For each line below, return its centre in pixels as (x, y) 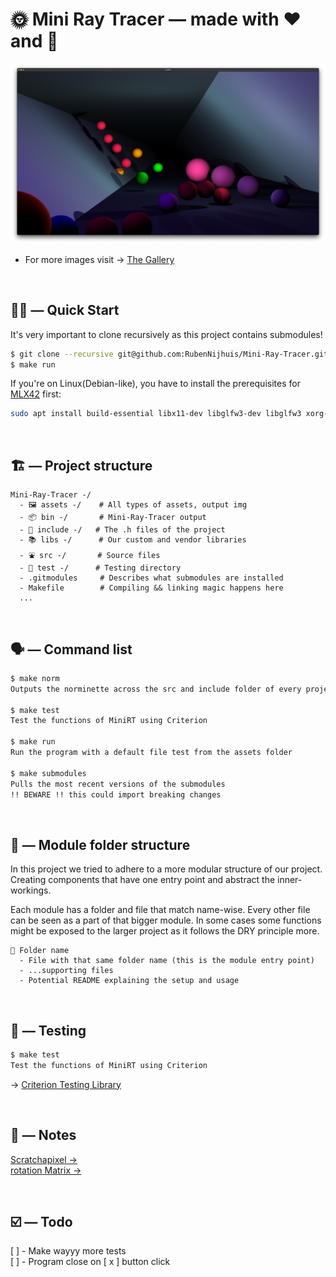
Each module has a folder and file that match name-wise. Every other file (160, 910)
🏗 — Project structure (81, 465)
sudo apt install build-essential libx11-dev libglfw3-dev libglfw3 (156, 414)
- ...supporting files (66, 971)
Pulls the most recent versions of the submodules (118, 784)
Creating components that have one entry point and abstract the (143, 880)
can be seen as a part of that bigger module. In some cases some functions (166, 920)
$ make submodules (48, 773)
